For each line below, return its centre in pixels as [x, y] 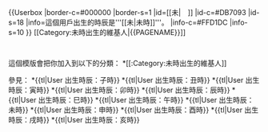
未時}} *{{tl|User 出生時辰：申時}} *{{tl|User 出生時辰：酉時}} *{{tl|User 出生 [133, 110]
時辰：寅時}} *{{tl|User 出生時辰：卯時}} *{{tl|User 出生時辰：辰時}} [119, 90]
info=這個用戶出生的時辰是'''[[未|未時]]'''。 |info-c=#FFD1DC [128, 22]
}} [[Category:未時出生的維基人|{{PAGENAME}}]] [106, 32]
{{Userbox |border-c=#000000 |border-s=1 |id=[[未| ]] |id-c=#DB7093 [127, 12]
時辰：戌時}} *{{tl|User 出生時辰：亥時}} [74, 120]
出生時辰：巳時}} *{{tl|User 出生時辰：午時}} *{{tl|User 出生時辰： [146, 100]
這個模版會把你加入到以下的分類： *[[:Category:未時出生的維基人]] [118, 63]
